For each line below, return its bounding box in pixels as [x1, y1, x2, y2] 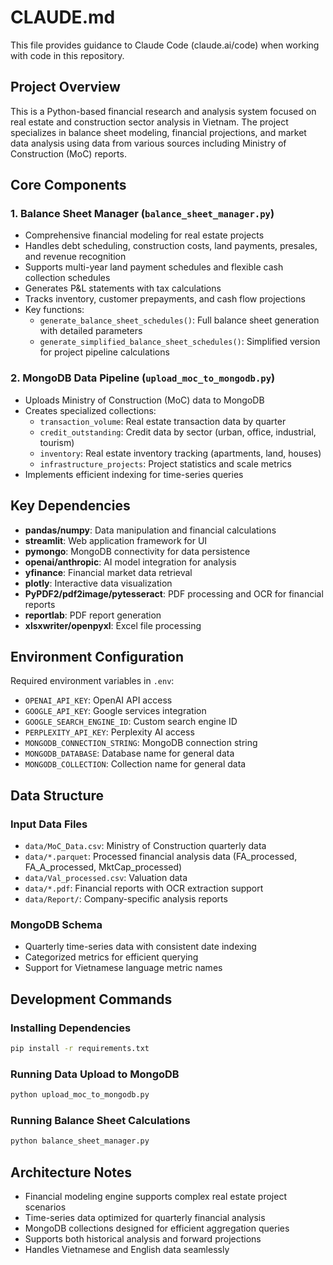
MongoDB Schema [10, 917, 103, 931]
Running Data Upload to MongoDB [10, 1067, 180, 1081]
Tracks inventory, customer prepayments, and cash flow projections [24, 293, 306, 305]
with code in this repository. [10, 49, 125, 61]
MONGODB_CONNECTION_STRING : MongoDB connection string [24, 737, 258, 749]
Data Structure [10, 787, 105, 804]
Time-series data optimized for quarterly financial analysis [24, 1212, 266, 1224]
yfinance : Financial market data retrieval [24, 566, 193, 578]
